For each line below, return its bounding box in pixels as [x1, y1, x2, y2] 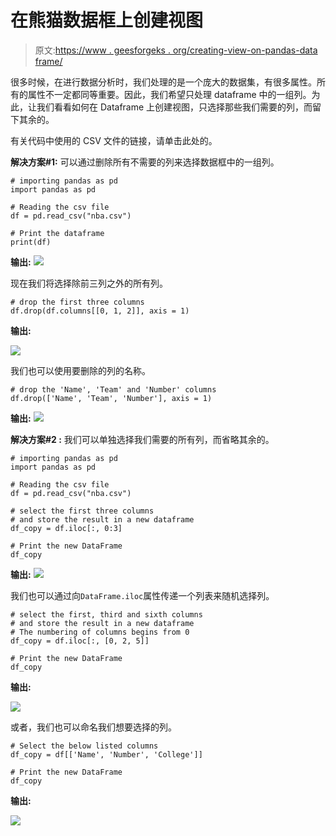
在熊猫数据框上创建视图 [10, 9, 204, 32]
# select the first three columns [10, 506, 155, 516]
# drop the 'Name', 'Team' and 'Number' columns [10, 384, 217, 395]
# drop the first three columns [10, 297, 145, 307]
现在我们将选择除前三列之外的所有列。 [10, 277, 168, 289]
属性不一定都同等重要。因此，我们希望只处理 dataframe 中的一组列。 [27, 88, 312, 100]
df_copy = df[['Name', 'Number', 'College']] [10, 749, 203, 760]
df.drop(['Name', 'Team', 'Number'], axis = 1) [10, 393, 213, 403]
